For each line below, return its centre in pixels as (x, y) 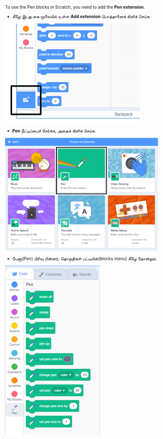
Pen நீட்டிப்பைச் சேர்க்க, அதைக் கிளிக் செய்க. (54, 131)
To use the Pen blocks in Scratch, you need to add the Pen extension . (75, 7)
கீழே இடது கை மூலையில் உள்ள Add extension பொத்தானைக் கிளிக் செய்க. (81, 16)
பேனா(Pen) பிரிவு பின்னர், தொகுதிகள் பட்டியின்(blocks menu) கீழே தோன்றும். (85, 259)
